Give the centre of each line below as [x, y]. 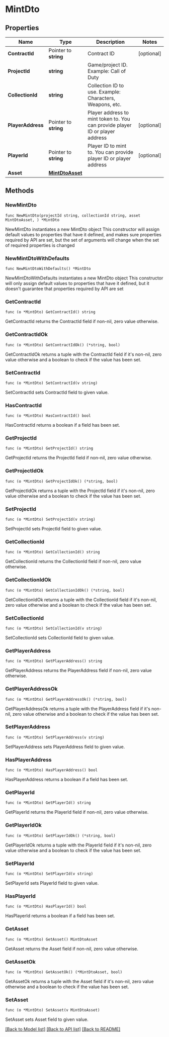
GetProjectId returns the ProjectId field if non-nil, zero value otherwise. [79, 458]
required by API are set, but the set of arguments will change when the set [82, 240]
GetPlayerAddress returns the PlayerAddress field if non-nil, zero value [78, 671]
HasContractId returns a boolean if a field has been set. [63, 425]
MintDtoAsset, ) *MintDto [32, 220]
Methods [20, 191]
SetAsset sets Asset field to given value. [47, 1019]
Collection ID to [106, 85]
